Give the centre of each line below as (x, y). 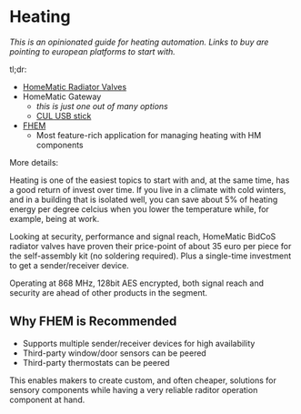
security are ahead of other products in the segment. (108, 292)
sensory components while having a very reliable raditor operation (134, 389)
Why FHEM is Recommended (93, 322)
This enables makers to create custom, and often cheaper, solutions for (143, 380)
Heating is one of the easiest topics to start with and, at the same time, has (150, 180)
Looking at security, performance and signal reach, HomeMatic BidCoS (143, 236)
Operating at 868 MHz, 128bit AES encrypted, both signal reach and (136, 283)
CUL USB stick (64, 116)
